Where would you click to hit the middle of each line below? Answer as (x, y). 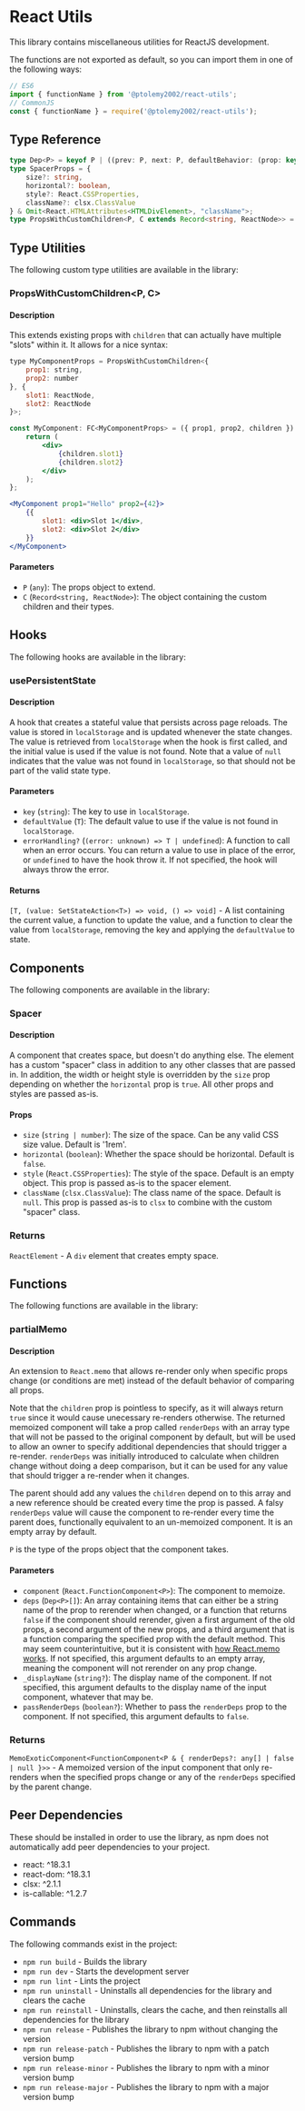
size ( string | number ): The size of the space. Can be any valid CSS (151, 1135)
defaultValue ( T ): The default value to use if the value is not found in (150, 821)
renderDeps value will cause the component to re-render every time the (142, 1513)
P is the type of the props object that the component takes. (119, 1549)
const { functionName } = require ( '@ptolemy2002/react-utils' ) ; (133, 111)
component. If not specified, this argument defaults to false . (136, 1716)
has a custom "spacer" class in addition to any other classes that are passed (152, 1065)
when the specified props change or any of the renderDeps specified (168, 1777)
